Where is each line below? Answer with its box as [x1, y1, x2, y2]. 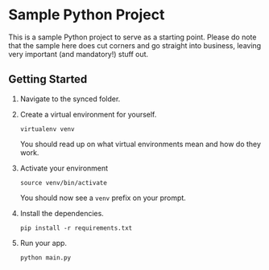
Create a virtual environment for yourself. [19, 109, 157, 119]
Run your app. [19, 238, 67, 247]
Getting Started [8, 72, 88, 86]
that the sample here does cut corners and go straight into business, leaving [8, 40, 262, 50]
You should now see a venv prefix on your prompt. [19, 193, 187, 202]
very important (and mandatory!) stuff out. [8, 49, 149, 59]
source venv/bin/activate [19, 178, 107, 186]
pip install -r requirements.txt [19, 223, 133, 232]
